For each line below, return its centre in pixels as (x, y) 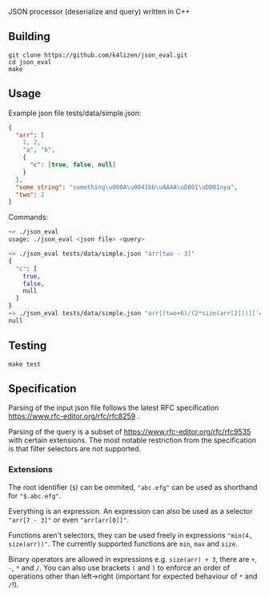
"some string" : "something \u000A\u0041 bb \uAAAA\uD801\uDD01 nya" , (127, 187)
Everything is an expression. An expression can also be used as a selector (130, 511)
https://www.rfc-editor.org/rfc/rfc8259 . (74, 416)
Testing (28, 346)
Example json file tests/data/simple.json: (75, 113)
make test (25, 364)
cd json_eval (30, 62)
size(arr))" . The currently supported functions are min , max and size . (123, 543)
